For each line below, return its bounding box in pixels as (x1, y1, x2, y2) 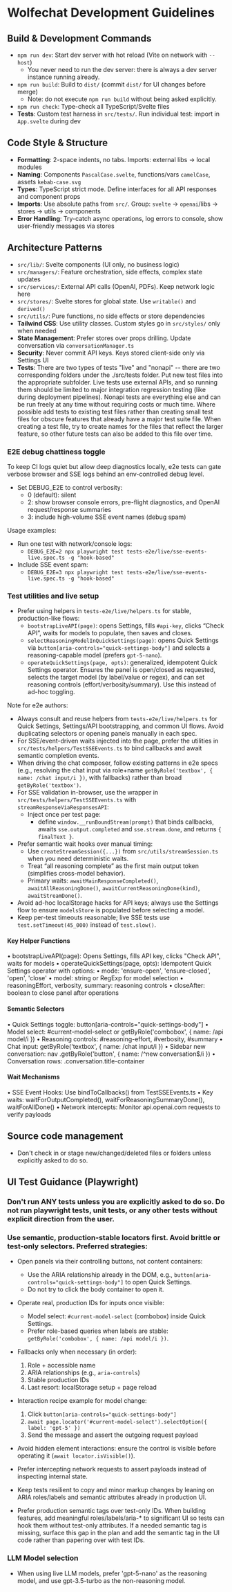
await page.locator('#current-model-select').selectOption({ (27, 1419, 207, 1426)
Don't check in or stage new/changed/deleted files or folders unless (17, 1149, 211, 1157)
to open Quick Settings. (125, 1278, 192, 1286)
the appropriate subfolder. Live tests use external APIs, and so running (17, 378, 218, 386)
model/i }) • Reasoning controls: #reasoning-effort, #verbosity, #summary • (7, 1034, 223, 1043)
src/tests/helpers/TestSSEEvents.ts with (17, 795, 137, 804)
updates (17, 275, 41, 283)
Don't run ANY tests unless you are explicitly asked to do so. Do (7, 1196, 225, 1206)
